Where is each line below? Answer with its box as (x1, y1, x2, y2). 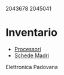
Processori (14, 45, 41, 52)
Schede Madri (14, 52, 49, 59)
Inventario (5, 26, 58, 39)
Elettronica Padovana (5, 63, 58, 70)
